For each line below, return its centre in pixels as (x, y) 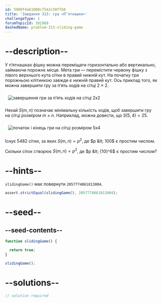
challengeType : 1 (22, 18)
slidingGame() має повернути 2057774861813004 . (54, 184)
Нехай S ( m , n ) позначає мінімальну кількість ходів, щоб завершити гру (78, 110)
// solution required (27, 296)
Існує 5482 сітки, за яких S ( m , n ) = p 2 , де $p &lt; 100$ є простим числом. (80, 141)
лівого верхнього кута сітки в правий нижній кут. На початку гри (72, 75)
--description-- (37, 52)
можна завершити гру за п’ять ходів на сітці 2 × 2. (57, 86)
